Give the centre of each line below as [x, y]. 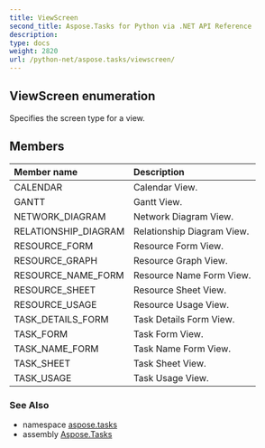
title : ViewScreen [44, 18]
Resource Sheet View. [180, 290]
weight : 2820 [34, 51]
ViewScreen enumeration [82, 96]
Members [37, 147]
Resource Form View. [178, 246]
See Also [29, 405]
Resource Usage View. [182, 304]
